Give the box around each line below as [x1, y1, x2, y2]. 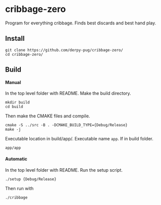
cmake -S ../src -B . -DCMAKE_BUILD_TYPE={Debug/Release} [5, 123, 128, 128]
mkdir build [5, 100, 30, 105]
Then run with [5, 185, 34, 191]
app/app [5, 145, 21, 150]
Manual [5, 79, 21, 85]
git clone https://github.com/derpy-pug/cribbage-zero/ [5, 47, 123, 53]
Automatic [5, 156, 27, 162]
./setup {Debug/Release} [5, 177, 57, 182]
